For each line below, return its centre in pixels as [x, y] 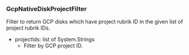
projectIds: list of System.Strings [55, 40]
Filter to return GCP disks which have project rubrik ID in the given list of [94, 22]
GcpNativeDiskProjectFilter [47, 9]
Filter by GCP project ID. [53, 46]
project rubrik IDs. [28, 28]
